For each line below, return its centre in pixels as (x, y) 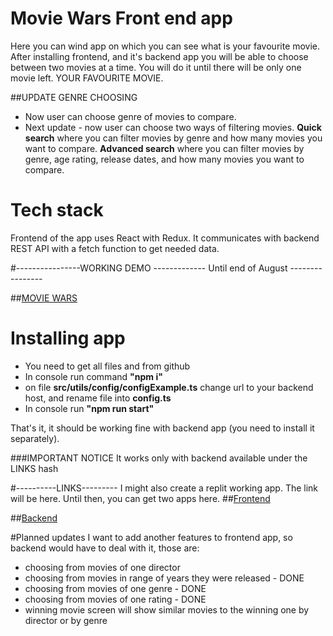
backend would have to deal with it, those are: (105, 548)
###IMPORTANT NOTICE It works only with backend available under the (159, 458)
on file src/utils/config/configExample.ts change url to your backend (169, 387)
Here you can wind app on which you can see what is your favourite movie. (165, 46)
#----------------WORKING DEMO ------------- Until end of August (149, 268)
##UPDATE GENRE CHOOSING (74, 97)
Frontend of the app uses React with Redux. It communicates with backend (165, 238)
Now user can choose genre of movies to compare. (130, 116)
